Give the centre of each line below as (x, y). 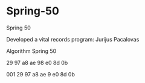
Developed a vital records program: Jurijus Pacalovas (73, 39)
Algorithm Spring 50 (31, 51)
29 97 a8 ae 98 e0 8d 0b (37, 63)
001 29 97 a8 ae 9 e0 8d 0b (41, 74)
